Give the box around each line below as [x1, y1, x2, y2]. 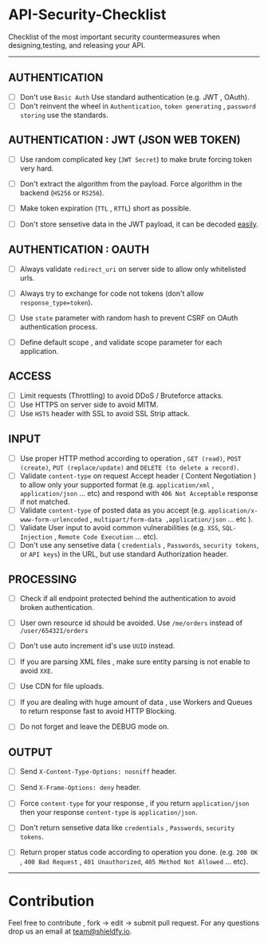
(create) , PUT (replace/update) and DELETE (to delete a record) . [19, 462, 239, 472]
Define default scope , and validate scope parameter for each [19, 337, 223, 347]
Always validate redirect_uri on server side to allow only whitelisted [19, 264, 246, 273]
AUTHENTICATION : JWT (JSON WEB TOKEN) [8, 133, 241, 147]
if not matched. [19, 497, 70, 506]
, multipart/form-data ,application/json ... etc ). [89, 514, 254, 524]
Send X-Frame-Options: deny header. [19, 783, 141, 793]
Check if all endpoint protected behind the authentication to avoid [19, 593, 236, 603]
